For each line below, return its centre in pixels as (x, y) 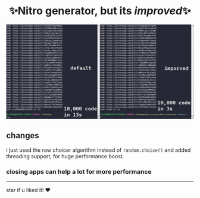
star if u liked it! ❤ (28, 190)
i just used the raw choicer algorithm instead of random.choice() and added (99, 150)
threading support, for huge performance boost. (65, 156)
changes (23, 135)
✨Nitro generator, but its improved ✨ (100, 11)
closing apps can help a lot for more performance (79, 171)
